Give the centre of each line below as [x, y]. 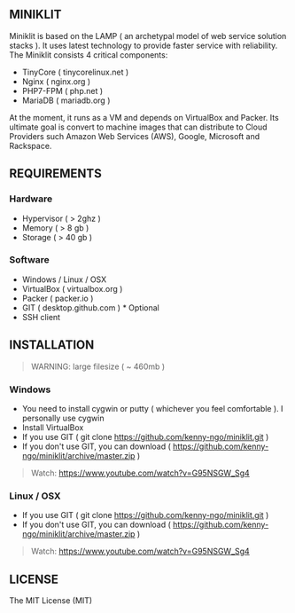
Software [30, 260]
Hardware [31, 199]
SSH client [41, 317]
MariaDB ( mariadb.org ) [66, 100]
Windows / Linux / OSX [64, 279]
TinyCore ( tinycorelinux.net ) [75, 72]
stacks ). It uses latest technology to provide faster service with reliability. [144, 45]
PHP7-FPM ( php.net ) [62, 90]
